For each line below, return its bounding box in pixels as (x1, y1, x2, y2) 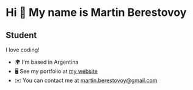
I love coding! (5, 46, 40, 53)
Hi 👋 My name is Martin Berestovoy (5, 6, 187, 20)
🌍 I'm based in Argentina (14, 58, 79, 66)
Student (5, 30, 37, 40)
